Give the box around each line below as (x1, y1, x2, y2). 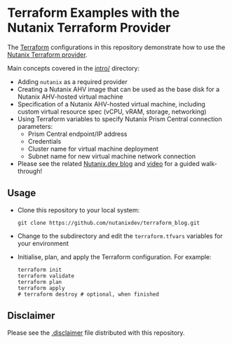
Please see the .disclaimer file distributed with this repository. (7, 328, 185, 337)
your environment (17, 239, 69, 247)
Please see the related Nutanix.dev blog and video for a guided (17, 159, 200, 167)
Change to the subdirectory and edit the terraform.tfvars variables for (17, 231, 223, 240)
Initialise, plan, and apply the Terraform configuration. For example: (17, 252, 212, 261)
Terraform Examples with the (7, 5, 180, 21)
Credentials (27, 137, 62, 145)
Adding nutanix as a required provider (17, 77, 128, 85)
